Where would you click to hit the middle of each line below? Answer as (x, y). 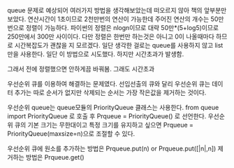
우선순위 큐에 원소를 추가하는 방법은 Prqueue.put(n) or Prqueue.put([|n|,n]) (112, 148)
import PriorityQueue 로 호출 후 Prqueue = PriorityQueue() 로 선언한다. (107, 116)
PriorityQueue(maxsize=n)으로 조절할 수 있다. (71, 134)
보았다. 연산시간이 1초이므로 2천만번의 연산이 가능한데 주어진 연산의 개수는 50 (113, 19)
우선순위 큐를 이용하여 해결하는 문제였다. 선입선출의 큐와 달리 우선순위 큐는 (109, 84)
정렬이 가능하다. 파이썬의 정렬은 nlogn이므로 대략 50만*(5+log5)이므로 (122, 28)
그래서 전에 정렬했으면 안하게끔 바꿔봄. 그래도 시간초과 (81, 69)
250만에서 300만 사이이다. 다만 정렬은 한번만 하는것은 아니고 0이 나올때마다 (111, 36)
